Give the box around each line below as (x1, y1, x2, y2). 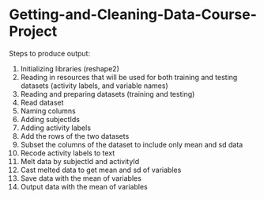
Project (9, 22, 58, 40)
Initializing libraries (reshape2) (20, 63, 119, 73)
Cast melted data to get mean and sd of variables (20, 165, 182, 174)
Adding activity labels (20, 123, 92, 132)
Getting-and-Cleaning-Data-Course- (9, 6, 258, 24)
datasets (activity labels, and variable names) (20, 81, 168, 90)
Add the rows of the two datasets (20, 131, 130, 140)
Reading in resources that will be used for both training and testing (20, 72, 238, 82)
